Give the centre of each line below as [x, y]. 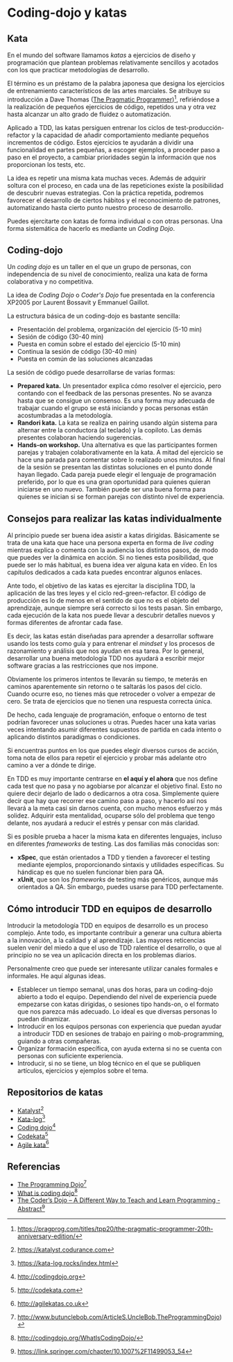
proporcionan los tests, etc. [46, 164]
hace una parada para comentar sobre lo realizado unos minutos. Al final [121, 460]
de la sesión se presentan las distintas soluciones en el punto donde [115, 467]
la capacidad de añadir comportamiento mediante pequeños [123, 135]
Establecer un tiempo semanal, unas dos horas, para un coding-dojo [115, 989]
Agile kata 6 [33, 1144]
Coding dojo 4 [36, 1127]
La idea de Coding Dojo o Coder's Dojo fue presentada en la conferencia [111, 295]
